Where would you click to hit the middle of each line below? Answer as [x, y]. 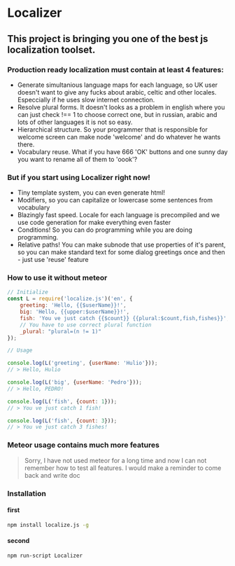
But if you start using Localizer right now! [79, 177]
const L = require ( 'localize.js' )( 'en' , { [70, 299]
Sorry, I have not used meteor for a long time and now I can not [115, 460]
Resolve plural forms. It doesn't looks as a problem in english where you [121, 107]
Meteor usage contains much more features [83, 445]
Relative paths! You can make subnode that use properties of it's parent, [121, 245]
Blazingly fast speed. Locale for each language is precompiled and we [119, 215]
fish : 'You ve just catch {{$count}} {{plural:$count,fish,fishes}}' [123, 318]
